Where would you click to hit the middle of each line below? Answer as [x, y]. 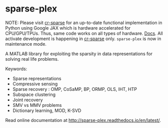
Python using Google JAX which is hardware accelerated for [68, 28]
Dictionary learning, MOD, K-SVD [47, 110]
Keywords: [16, 69]
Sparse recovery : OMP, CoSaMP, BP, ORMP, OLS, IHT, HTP [75, 89]
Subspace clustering [34, 94]
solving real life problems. [32, 59]
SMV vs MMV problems [37, 105]
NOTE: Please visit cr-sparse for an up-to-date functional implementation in [84, 23]
